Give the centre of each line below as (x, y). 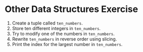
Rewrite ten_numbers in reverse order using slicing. (64, 39)
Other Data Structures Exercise (71, 9)
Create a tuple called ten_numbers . (47, 23)
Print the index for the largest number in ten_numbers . (67, 44)
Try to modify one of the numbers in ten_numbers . (63, 33)
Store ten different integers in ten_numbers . (56, 28)
